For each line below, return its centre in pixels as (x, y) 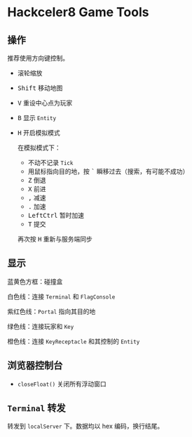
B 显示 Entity (37, 118)
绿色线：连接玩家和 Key (41, 326)
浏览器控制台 (35, 366)
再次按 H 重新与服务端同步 (55, 239)
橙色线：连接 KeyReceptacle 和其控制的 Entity (74, 341)
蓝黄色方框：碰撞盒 (35, 281)
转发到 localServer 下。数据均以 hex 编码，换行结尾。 (85, 426)
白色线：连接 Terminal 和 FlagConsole (61, 296)
